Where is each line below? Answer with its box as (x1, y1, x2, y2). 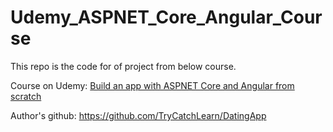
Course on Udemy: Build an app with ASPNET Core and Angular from (10, 79, 295, 91)
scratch (10, 90, 42, 102)
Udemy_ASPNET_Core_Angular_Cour (10, 6, 323, 29)
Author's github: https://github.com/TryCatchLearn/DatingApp (10, 109, 267, 121)
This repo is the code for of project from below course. (10, 60, 237, 72)
